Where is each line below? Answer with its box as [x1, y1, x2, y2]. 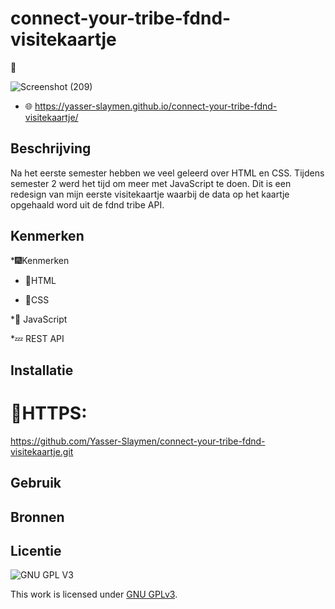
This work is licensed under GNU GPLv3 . [10, 588, 178, 601]
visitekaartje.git [10, 445, 74, 457]
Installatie [10, 362, 74, 379]
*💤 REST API [10, 332, 65, 344]
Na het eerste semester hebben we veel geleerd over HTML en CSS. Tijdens [10, 167, 325, 179]
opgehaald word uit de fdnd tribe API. [10, 198, 165, 211]
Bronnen [10, 508, 65, 526]
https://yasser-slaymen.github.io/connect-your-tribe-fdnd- [34, 100, 278, 112]
